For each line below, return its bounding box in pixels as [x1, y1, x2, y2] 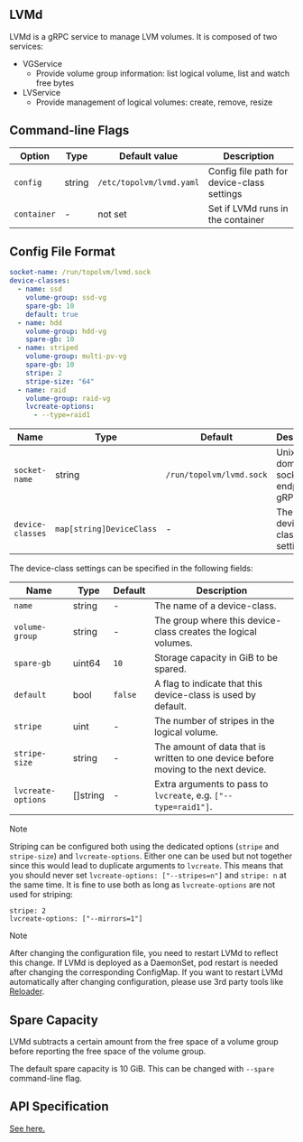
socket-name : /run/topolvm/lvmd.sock [9, 268, 151, 277]
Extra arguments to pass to [154, 778, 269, 791]
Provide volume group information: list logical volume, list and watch [35, 68, 290, 79]
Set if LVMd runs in [207, 202, 289, 215]
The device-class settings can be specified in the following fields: [9, 563, 254, 574]
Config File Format [9, 244, 115, 260]
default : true [25, 310, 78, 319]
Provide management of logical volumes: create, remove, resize [35, 97, 273, 107]
